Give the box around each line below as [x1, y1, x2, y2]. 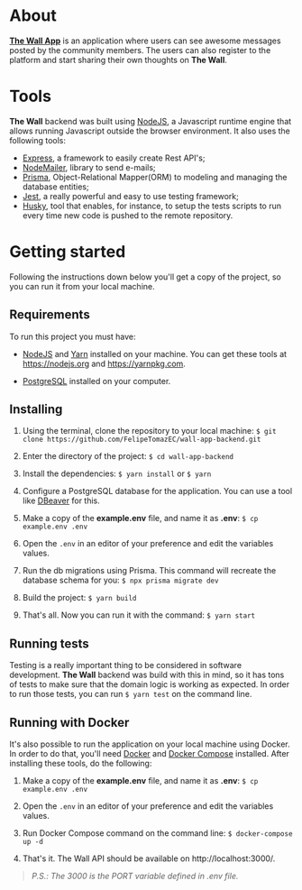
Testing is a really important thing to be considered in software [9, 660, 242, 671]
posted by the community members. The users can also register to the [9, 44, 271, 55]
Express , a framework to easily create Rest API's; [22, 152, 206, 163]
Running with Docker [9, 714, 130, 730]
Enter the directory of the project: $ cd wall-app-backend [22, 451, 234, 462]
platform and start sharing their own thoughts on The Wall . [9, 54, 227, 65]
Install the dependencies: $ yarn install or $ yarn [22, 468, 212, 479]
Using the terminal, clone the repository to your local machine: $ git [22, 426, 277, 436]
